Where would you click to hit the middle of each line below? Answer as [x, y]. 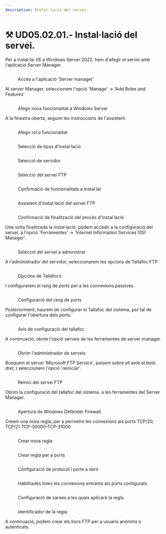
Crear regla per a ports [41, 455]
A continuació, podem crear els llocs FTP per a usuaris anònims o [73, 521]
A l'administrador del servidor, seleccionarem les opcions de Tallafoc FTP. [82, 261]
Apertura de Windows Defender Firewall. [60, 412]
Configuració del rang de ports [50, 300]
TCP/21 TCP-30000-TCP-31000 [38, 427]
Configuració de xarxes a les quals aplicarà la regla [71, 497]
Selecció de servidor [39, 160]
